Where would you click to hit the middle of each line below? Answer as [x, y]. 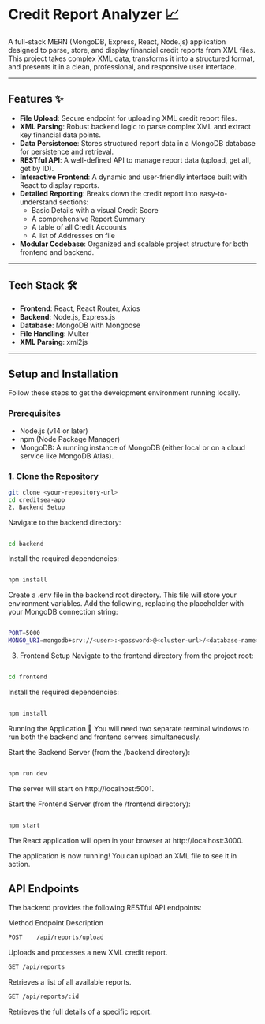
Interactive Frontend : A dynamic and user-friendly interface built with [133, 177]
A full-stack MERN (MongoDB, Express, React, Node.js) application [117, 41]
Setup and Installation [63, 374]
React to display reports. [60, 185]
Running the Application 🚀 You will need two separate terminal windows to [129, 728]
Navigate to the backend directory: [65, 522]
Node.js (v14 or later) [54, 431]
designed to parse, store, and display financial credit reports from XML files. [132, 50]
